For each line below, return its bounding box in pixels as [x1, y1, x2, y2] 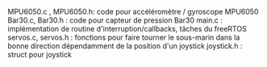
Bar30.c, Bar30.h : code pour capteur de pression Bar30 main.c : [7, 15, 223, 25]
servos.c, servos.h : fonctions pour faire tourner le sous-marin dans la [7, 32, 240, 42]
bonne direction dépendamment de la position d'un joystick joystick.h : [7, 41, 243, 51]
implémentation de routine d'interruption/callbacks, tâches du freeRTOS [7, 24, 247, 33]
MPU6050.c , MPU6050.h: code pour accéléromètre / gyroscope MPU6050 [7, 7, 259, 16]
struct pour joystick [7, 50, 72, 59]
